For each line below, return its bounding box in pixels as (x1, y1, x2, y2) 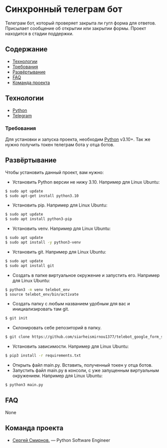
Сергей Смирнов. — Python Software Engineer (12, 437, 110, 443)
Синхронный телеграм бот (5, 3, 123, 15)
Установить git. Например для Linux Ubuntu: (12, 248, 106, 255)
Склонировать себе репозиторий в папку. (12, 325, 102, 331)
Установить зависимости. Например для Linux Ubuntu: (12, 343, 129, 350)
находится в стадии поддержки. (5, 30, 74, 36)
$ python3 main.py (5, 383, 43, 388)
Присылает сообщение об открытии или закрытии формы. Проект (5, 25, 147, 31)
